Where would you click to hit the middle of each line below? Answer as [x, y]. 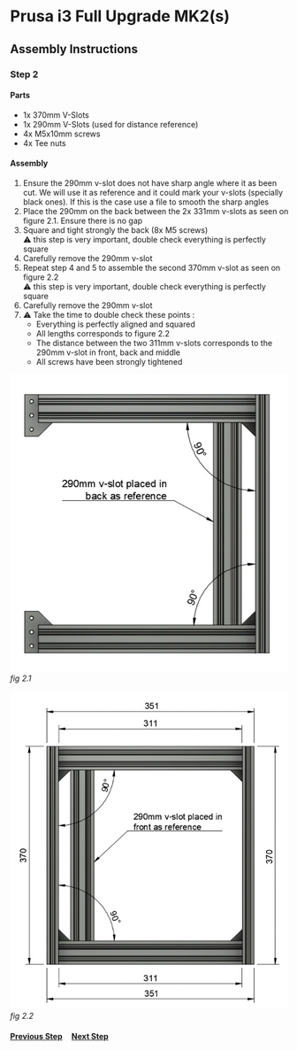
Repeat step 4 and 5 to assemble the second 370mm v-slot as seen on [152, 267]
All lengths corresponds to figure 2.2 [103, 333]
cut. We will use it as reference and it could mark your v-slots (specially [153, 192]
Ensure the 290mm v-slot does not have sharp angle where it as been [150, 182]
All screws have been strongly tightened [109, 361]
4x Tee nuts [45, 143]
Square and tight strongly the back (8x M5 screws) [115, 230]
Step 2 [24, 74]
